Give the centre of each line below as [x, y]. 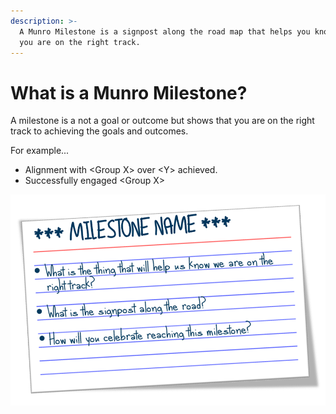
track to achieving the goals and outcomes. [99, 131]
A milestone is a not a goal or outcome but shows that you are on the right [162, 121]
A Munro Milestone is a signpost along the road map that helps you [165, 31]
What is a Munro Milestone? [129, 92]
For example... [40, 151]
